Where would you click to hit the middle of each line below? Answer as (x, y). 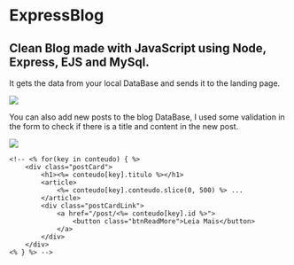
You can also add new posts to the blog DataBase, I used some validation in (147, 117)
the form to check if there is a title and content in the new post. (124, 126)
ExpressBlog (57, 16)
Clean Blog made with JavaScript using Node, (138, 48)
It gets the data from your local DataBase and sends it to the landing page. (145, 83)
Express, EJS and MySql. (79, 62)
